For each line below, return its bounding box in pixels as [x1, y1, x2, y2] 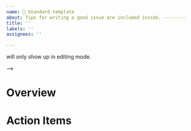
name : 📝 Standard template [6, 8, 75, 15]
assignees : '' [6, 31, 42, 37]
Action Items [6, 113, 72, 127]
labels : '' [6, 25, 34, 32]
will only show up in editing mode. [6, 53, 92, 60]
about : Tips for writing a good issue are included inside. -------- [6, 14, 186, 21]
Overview [6, 86, 56, 100]
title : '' [6, 20, 32, 26]
